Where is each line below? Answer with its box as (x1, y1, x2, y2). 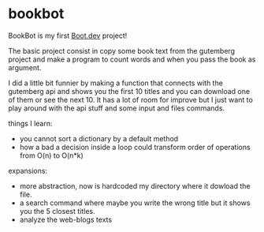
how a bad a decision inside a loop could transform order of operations (19, 142, 251, 152)
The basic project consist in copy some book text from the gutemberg (8, 46, 235, 55)
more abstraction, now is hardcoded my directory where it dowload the (19, 181, 251, 190)
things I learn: (8, 118, 53, 128)
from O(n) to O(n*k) (19, 151, 84, 160)
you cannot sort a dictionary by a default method (19, 133, 179, 143)
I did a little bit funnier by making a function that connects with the (8, 78, 223, 88)
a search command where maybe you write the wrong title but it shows (19, 198, 251, 208)
